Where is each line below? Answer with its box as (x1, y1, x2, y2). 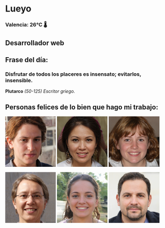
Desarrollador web (5, 39, 64, 47)
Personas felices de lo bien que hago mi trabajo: (5, 103, 158, 111)
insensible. (5, 77, 33, 84)
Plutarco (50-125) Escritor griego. (5, 88, 75, 94)
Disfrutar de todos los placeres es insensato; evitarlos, (5, 71, 141, 78)
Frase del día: (5, 56, 49, 64)
